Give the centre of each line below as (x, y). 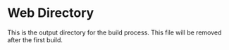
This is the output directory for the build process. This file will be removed (114, 32)
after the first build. (35, 39)
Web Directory (51, 13)
